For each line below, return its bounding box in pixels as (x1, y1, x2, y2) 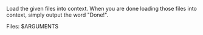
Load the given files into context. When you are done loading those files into (6, 5, 198, 12)
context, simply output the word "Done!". (6, 11, 108, 18)
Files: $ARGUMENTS (6, 23, 59, 30)
